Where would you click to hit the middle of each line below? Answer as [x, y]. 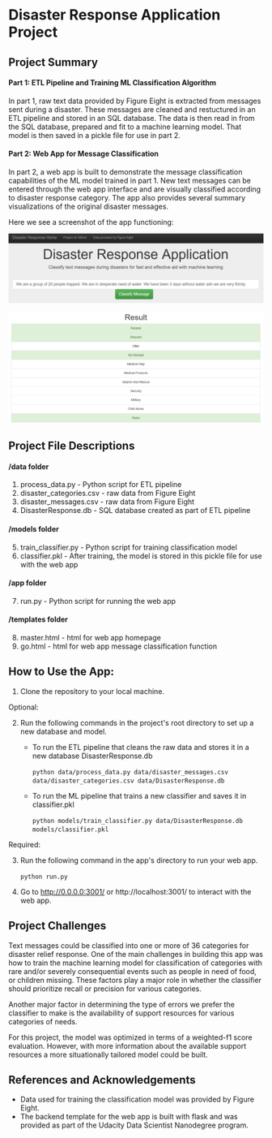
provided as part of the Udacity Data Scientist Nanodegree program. [134, 1125]
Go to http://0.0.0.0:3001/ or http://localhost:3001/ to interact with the [136, 891]
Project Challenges [57, 926]
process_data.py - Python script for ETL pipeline [101, 485]
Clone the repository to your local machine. [92, 691]
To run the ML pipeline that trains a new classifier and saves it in [139, 795]
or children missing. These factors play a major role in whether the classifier [135, 980]
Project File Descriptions [72, 446]
